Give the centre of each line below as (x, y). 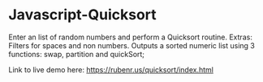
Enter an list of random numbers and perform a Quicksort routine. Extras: (131, 37)
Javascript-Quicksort (82, 15)
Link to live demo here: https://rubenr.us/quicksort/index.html (111, 69)
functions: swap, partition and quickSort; (76, 54)
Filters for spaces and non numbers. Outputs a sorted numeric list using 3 (132, 45)
